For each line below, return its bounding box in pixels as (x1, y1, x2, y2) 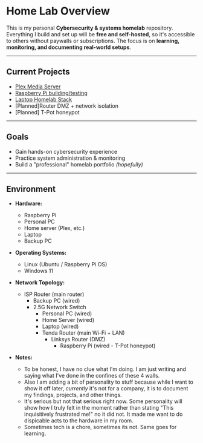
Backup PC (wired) (33, 297, 80, 304)
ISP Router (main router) (24, 290, 85, 298)
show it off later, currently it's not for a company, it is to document (24, 385, 188, 392)
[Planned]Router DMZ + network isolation (14, 102, 119, 110)
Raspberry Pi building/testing (14, 89, 88, 96)
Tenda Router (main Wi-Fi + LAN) (42, 329, 125, 336)
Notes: (14, 354, 33, 361)
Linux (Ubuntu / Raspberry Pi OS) (24, 261, 108, 268)
